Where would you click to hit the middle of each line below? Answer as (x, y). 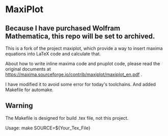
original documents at (28, 69)
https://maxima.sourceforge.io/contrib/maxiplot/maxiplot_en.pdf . (74, 74)
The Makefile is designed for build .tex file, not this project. (67, 118)
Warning (19, 106)
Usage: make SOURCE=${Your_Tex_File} (48, 128)
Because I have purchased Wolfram (63, 28)
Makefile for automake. (30, 90)
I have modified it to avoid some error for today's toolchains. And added (81, 84)
